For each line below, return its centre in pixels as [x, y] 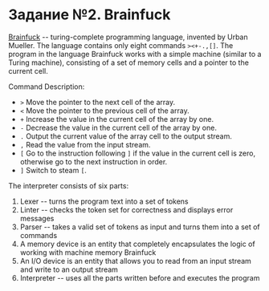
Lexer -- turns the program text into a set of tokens [104, 201]
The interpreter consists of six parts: [69, 185]
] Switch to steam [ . [53, 170]
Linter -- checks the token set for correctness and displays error [126, 209]
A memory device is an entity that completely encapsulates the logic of [137, 244]
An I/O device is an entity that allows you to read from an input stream [135, 261]
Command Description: [47, 87]
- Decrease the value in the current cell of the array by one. [118, 127]
